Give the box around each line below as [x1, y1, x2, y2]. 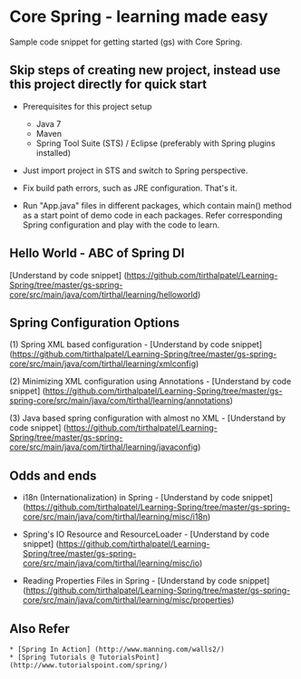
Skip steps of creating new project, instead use [9, 63, 281, 78]
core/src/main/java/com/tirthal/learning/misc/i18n [22, 511, 209, 522]
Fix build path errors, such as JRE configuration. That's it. [22, 182, 238, 193]
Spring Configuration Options [9, 315, 180, 330]
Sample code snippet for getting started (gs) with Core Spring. [9, 36, 243, 47]
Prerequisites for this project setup [22, 101, 152, 112]
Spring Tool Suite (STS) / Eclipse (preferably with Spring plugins [35, 138, 276, 149]
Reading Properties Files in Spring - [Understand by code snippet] [22, 576, 270, 587]
